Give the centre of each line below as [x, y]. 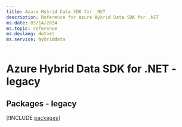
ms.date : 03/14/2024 [32, 23]
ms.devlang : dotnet [31, 34]
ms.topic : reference [32, 28]
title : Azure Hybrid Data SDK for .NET [56, 12]
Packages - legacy [41, 103]
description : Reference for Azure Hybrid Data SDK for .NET [83, 17]
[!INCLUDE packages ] [33, 118]
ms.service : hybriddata [36, 39]
